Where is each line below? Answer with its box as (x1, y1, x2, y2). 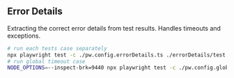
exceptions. (7, 31, 40, 40)
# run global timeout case (7, 58, 86, 65)
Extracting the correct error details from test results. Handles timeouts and (7, 24, 221, 32)
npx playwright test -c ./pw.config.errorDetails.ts (7, 52, 164, 58)
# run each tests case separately (7, 45, 108, 52)
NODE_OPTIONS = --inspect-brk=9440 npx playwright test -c (7, 64, 176, 72)
